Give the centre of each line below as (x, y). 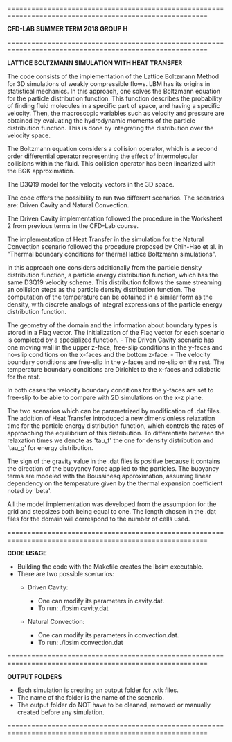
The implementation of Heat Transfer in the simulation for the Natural (106, 239)
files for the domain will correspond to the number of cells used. (99, 519)
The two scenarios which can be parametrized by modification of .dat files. (114, 411)
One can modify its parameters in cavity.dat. (101, 601)
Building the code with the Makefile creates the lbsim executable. (110, 567)
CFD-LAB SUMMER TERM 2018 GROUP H (68, 29)
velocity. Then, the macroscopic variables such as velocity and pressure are (116, 113)
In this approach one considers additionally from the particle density (105, 267)
